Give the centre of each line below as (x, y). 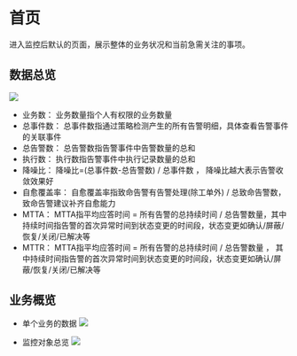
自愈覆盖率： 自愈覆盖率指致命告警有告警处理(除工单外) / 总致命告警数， (154, 192)
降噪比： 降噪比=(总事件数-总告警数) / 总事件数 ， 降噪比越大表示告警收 (152, 170)
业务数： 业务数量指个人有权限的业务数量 (97, 114)
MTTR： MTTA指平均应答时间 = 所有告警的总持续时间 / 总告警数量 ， (148, 247)
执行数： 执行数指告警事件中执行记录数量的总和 (109, 159)
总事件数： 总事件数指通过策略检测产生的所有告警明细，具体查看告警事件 (155, 126)
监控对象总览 (45, 342)
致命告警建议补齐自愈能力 (69, 203)
